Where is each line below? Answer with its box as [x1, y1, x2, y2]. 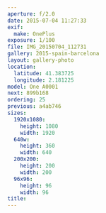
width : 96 [20, 189, 49, 196]
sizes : [7, 109, 27, 116]
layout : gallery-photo [7, 57, 74, 64]
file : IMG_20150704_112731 [7, 43, 87, 50]
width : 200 [20, 168, 52, 176]
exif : [7, 23, 23, 31]
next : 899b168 [7, 89, 49, 97]
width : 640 [20, 149, 52, 156]
